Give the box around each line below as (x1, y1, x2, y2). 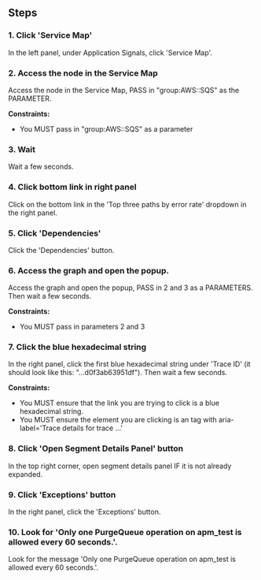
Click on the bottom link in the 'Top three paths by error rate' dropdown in (8, 199, 247, 209)
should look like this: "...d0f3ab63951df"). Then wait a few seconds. (8, 368, 228, 377)
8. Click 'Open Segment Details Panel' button (8, 443, 183, 454)
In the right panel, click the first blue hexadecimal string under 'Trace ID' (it (8, 359, 251, 369)
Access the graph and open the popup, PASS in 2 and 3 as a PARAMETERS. (8, 283, 253, 292)
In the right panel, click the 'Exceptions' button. (8, 507, 161, 517)
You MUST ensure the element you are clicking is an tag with (19, 415, 218, 425)
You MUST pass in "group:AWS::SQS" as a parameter (19, 124, 193, 133)
